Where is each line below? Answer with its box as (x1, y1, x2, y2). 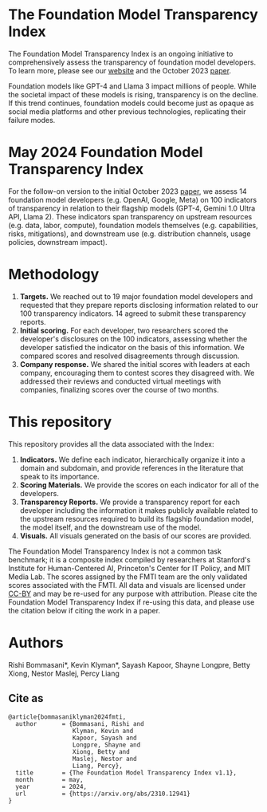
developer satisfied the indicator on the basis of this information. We (19, 342, 245, 352)
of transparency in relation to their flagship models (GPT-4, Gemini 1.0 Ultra (8, 203, 256, 213)
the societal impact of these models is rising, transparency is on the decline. (8, 89, 259, 99)
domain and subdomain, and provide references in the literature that (19, 463, 244, 472)
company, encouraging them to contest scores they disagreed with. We (19, 368, 255, 377)
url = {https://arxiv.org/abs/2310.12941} (15, 790, 191, 798)
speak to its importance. (19, 471, 100, 481)
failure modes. (8, 115, 56, 124)
